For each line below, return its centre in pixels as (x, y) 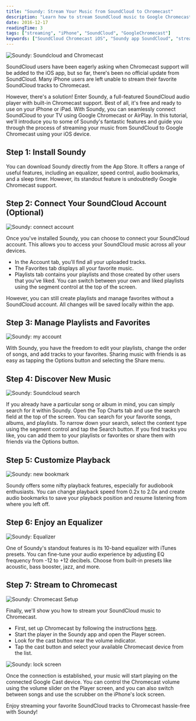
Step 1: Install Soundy (46, 152)
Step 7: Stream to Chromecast (62, 585)
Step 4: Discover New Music (59, 379)
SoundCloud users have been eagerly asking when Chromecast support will (97, 67)
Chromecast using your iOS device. (49, 134)
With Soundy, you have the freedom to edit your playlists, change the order (96, 348)
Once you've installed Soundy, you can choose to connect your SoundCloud (98, 238)
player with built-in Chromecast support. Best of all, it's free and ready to (94, 103)
